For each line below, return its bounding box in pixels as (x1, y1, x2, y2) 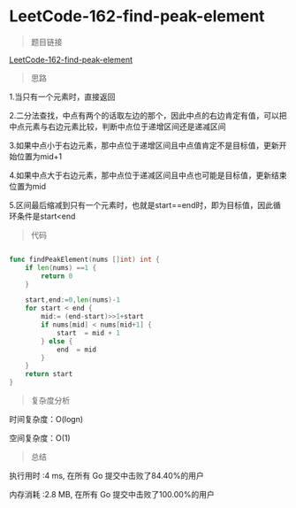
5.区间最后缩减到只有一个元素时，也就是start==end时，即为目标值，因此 (9, 199, 274, 210)
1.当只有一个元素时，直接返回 (9, 91, 116, 102)
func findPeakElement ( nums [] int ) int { (9, 255, 161, 264)
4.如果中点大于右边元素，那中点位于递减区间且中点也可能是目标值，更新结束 (9, 170, 287, 181)
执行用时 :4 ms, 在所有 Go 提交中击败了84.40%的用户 (9, 471, 205, 481)
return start (25, 370, 73, 379)
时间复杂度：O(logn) (9, 414, 84, 425)
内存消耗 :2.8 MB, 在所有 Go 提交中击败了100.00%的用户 (9, 489, 215, 500)
